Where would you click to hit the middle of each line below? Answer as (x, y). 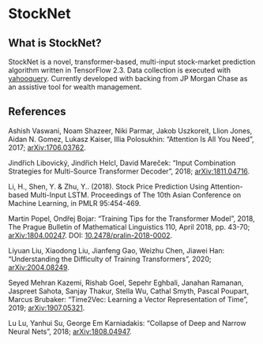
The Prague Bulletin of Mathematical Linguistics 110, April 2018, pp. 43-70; (129, 226)
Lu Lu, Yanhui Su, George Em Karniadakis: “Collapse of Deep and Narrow (127, 323)
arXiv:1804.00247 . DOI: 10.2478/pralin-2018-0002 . (90, 235)
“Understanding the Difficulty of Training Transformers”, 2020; (110, 259)
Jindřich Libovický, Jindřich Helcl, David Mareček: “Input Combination (122, 163)
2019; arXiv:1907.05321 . (47, 308)
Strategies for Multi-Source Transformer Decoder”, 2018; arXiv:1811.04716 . (129, 171)
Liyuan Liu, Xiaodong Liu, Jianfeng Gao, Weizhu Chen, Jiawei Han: (116, 250)
